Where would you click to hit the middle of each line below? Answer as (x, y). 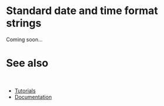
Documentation (33, 97)
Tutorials (25, 90)
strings (24, 23)
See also (27, 63)
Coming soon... (24, 39)
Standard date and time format (82, 11)
